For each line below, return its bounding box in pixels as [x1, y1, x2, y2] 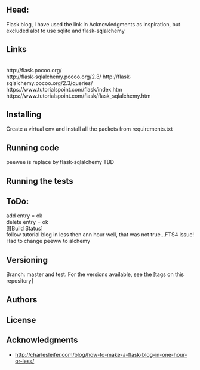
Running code [6, 142, 60, 153]
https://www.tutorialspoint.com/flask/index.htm [6, 86, 122, 93]
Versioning [6, 254, 48, 265]
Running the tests [6, 176, 73, 186]
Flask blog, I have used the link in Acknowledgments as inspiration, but [6, 20, 181, 28]
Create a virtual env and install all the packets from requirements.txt [6, 125, 173, 132]
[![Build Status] [6, 225, 43, 232]
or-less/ [14, 357, 35, 365]
